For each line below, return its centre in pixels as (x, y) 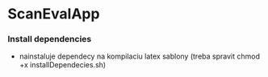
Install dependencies (50, 39)
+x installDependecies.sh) (63, 65)
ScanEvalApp (54, 14)
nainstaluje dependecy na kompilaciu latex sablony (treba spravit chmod (139, 56)
